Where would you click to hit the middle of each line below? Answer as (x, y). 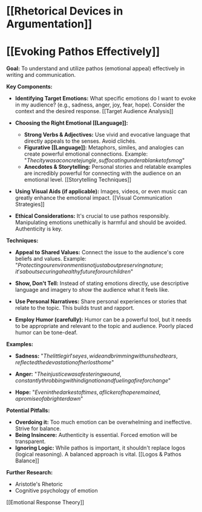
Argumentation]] (49, 24)
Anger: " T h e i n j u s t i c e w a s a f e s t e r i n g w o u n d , (68, 374)
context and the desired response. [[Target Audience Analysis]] (94, 111)
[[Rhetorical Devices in (65, 11)
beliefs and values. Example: (50, 259)
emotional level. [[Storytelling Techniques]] (78, 180)
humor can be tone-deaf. (46, 333)
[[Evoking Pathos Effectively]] (83, 52)
